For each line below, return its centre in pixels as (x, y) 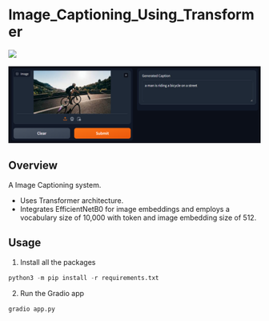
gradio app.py (32, 309)
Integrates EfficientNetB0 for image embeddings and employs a (124, 209)
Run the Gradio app (52, 293)
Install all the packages (58, 262)
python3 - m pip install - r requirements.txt (84, 278)
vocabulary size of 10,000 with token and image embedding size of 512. (138, 217)
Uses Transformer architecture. (72, 200)
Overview (33, 166)
